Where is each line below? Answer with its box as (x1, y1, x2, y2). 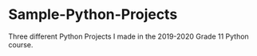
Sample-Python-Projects (8, 6, 178, 24)
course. (8, 39, 34, 49)
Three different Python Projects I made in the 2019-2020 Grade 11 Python (8, 32, 249, 41)
